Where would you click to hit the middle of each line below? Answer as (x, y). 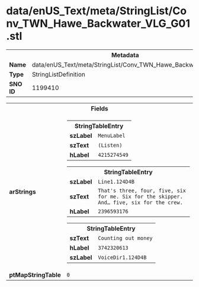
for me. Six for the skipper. (140, 196)
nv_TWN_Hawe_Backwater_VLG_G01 (98, 23)
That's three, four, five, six (142, 190)
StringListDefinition (59, 74)
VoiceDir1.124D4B (122, 257)
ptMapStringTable (35, 275)
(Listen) (110, 145)
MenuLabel (111, 135)
